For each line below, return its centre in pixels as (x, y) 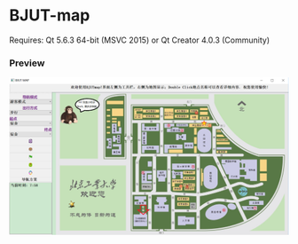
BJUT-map (50, 16)
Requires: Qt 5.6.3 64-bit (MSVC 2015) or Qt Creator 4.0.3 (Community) (140, 40)
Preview (27, 63)
